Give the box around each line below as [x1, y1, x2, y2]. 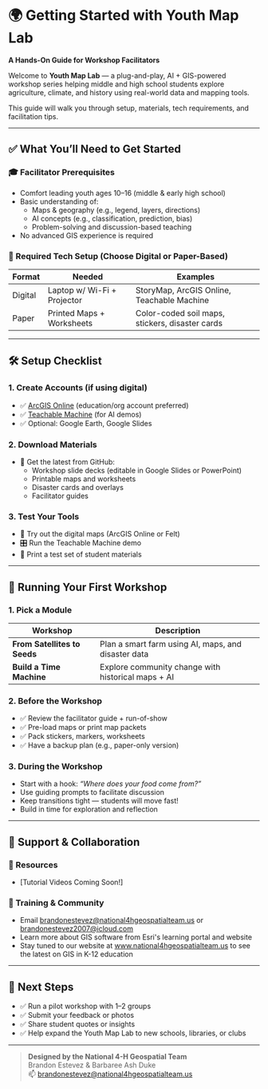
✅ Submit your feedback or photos [19, 1011, 134, 1020]
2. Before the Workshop [8, 695, 102, 706]
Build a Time [12, 661, 61, 672]
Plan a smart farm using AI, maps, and [99, 638, 242, 649]
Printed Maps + [47, 307, 105, 318]
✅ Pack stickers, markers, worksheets [19, 732, 145, 741]
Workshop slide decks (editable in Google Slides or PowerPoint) [31, 465, 242, 475]
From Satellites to [12, 638, 81, 649]
